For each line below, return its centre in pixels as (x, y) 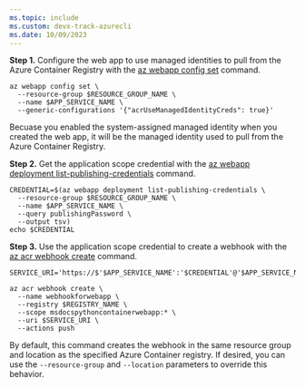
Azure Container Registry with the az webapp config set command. (135, 70)
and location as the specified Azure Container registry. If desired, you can (148, 355)
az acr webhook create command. (74, 256)
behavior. (27, 374)
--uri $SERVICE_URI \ (59, 321)
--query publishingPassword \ (74, 214)
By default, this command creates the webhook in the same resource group (151, 345)
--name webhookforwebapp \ (69, 297)
